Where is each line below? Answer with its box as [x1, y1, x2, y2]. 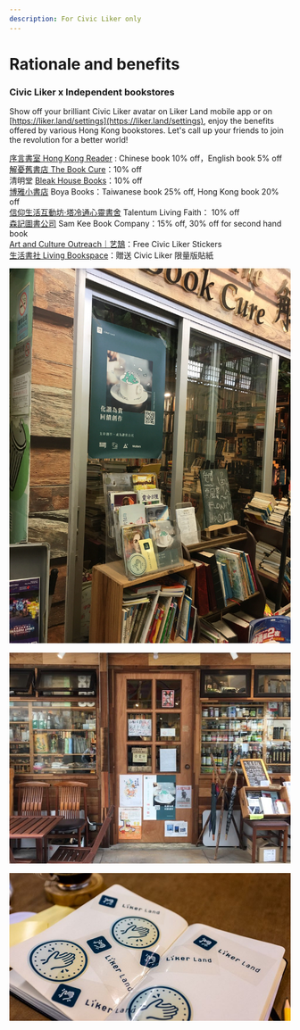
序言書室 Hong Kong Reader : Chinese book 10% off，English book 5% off [9, 153, 283, 164]
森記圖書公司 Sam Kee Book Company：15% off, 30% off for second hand [9, 219, 282, 229]
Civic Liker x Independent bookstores [9, 86, 175, 98]
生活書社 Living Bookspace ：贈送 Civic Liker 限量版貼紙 [9, 250, 214, 261]
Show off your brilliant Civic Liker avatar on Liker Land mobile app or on [9, 106, 273, 117]
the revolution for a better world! [9, 135, 129, 145]
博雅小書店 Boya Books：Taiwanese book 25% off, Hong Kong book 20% [9, 187, 279, 197]
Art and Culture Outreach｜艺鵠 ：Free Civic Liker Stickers [9, 239, 222, 250]
